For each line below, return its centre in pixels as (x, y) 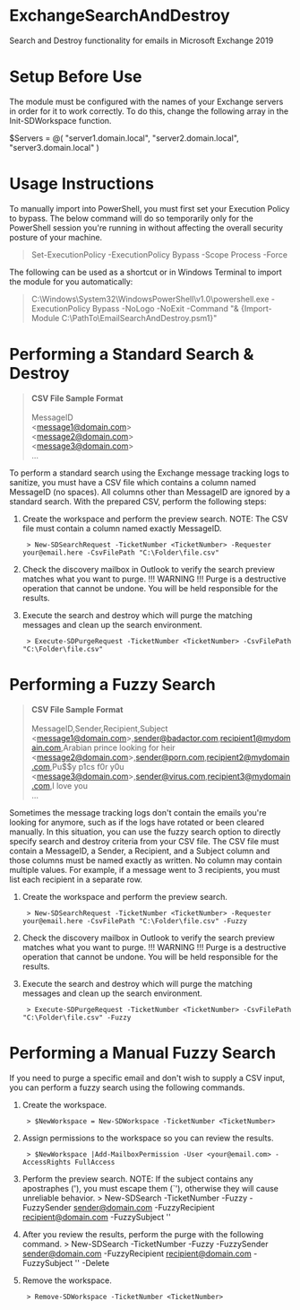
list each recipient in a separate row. (76, 879)
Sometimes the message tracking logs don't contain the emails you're (138, 812)
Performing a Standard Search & (132, 354)
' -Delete (94, 1262)
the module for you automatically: (71, 281)
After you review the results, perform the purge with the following (143, 1234)
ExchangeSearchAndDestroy (120, 16)
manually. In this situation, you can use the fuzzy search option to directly (145, 832)
